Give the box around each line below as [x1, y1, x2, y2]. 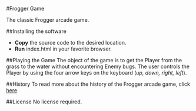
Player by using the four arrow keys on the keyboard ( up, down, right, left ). [6, 69, 187, 76]
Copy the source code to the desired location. [14, 39, 127, 46]
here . [6, 87, 19, 93]
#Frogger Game [6, 5, 45, 12]
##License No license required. [6, 98, 82, 105]
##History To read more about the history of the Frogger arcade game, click [6, 80, 190, 88]
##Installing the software [6, 28, 67, 35]
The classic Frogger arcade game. [6, 16, 89, 23]
